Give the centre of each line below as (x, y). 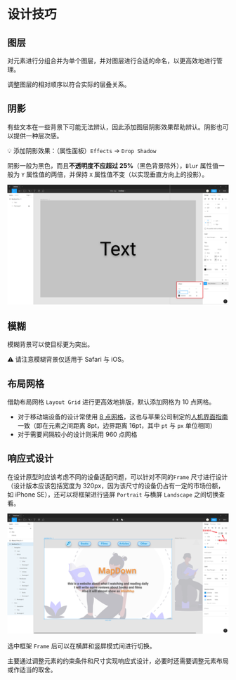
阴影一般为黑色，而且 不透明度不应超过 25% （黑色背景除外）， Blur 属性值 (113, 165)
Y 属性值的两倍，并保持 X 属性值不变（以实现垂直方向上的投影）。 (114, 174)
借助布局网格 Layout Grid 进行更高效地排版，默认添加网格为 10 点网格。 (111, 402)
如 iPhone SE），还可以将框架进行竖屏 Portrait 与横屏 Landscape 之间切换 (113, 494)
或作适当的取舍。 (32, 669)
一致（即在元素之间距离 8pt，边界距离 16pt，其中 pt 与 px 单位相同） (117, 426)
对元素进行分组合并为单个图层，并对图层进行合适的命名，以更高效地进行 (112, 61)
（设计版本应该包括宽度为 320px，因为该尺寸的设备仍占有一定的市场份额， (116, 485)
